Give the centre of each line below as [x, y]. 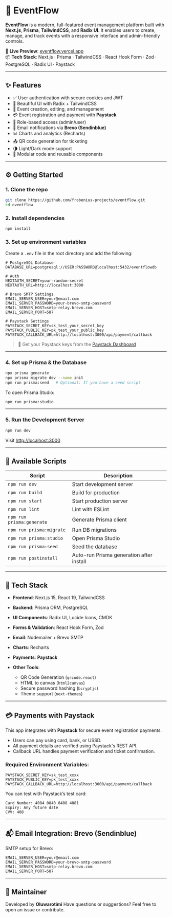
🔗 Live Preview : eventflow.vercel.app [45, 51]
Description [118, 476]
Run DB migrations [94, 530]
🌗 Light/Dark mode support [42, 148]
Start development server [103, 484]
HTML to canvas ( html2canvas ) [53, 683]
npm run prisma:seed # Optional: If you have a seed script [73, 383]
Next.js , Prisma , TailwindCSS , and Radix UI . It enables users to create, [81, 30]
